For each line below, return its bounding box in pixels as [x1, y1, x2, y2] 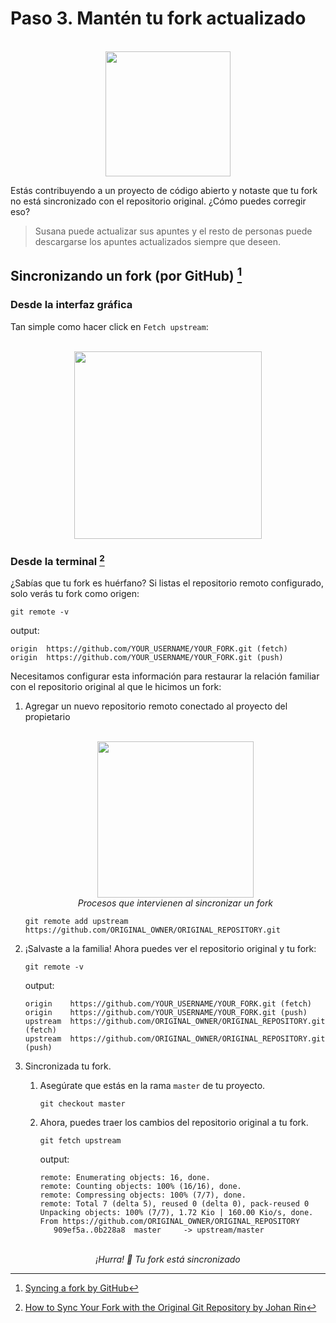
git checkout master [39, 1099, 126, 1109]
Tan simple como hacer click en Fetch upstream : [10, 320, 209, 332]
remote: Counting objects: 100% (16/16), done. [39, 1182, 242, 1192]
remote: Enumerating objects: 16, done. [39, 1173, 211, 1183]
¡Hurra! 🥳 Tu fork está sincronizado [95, 1253, 241, 1266]
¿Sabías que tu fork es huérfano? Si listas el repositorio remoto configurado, [10, 577, 325, 589]
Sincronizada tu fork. [24, 1060, 112, 1072]
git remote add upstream [24, 917, 129, 927]
